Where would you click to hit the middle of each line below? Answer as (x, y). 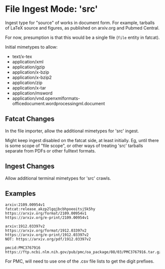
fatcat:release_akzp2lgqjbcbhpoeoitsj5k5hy (50, 209)
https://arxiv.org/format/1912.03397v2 (46, 231)
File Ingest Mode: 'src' (52, 9)
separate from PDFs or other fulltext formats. (51, 150)
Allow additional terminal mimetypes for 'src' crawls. (58, 178)
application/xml (28, 61)
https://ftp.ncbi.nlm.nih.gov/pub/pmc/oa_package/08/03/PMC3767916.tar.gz (83, 252)
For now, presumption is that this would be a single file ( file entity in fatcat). (82, 37)
